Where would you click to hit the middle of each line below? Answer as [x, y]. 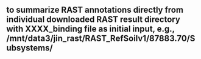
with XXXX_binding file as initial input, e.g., [90, 29]
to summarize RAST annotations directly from [95, 10]
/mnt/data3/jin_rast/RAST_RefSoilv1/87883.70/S [101, 39]
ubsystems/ [30, 48]
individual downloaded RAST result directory [93, 20]
